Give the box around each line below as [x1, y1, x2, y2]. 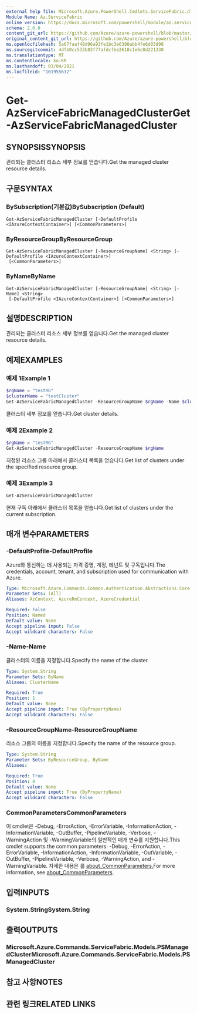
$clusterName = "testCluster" [6, 393, 80, 399]
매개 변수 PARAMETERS [6, 529, 89, 539]
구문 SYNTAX [6, 183, 53, 194]
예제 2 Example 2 [6, 426, 53, 434]
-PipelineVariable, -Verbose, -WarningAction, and [32, 855, 151, 863]
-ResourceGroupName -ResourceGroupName [6, 726, 138, 734]
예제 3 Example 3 [6, 479, 53, 487]
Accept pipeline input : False [6, 623, 80, 629]
